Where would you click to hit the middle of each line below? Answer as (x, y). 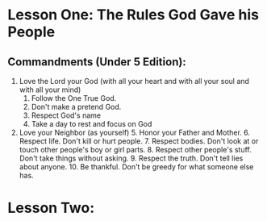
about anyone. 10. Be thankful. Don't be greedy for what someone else (136, 167)
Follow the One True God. (74, 98)
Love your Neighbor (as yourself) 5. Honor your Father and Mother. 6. (135, 132)
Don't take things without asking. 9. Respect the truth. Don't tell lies (131, 158)
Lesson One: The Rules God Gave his (133, 15)
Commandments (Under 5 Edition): (97, 62)
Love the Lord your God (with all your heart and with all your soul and (134, 81)
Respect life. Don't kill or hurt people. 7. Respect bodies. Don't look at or (139, 141)
